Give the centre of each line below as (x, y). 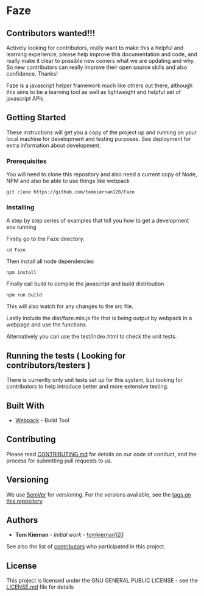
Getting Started (36, 117)
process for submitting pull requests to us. (59, 461)
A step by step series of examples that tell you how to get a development (98, 221)
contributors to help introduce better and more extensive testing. (87, 386)
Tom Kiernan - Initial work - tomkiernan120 (69, 535)
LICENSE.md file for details (40, 587)
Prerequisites (26, 161)
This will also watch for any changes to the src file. (70, 306)
